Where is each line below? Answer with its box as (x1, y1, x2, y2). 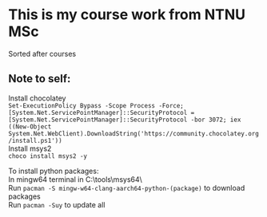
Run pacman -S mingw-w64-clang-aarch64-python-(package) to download (8, 183, 245, 192)
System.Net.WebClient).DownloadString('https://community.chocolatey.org (8, 129, 260, 137)
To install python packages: (8, 166, 99, 176)
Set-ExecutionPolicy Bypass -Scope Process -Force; (8, 101, 184, 109)
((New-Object (8, 122, 52, 131)
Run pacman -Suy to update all (8, 199, 106, 209)
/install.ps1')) (8, 136, 62, 144)
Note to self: (8, 72, 71, 85)
